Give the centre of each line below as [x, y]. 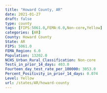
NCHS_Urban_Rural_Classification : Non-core [51, 60]
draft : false [18, 19]
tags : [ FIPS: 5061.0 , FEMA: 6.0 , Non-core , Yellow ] [54, 28]
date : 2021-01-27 [23, 14]
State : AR [15, 42]
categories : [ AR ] [23, 32]
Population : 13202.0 [26, 55]
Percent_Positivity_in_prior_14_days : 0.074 [52, 74]
